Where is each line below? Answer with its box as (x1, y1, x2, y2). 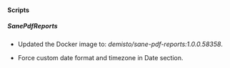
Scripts (7, 6, 30, 14)
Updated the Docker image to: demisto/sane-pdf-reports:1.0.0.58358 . (17, 40, 224, 48)
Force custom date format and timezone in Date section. (17, 53, 184, 62)
